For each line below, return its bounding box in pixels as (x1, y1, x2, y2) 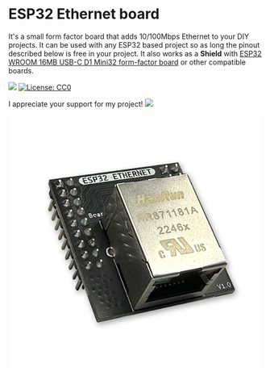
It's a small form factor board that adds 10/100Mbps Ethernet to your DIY (8, 31, 250, 41)
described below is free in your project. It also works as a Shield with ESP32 (8, 48, 262, 58)
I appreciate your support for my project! (8, 98, 143, 109)
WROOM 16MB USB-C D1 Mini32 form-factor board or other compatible (8, 57, 246, 67)
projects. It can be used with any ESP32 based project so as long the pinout (8, 40, 260, 49)
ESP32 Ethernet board (8, 5, 160, 23)
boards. (8, 65, 34, 75)
